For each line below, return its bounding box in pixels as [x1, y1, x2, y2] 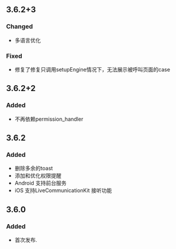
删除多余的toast [14, 165, 53, 172]
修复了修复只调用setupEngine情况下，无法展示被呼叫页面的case [14, 66, 171, 73]
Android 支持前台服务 [14, 180, 67, 187]
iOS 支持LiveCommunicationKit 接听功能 [14, 187, 112, 194]
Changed [6, 22, 34, 31]
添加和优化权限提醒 [14, 172, 62, 179]
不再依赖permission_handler [14, 115, 84, 122]
